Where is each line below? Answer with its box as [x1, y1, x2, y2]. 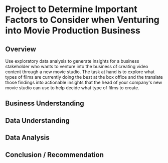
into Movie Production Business [5, 25, 140, 36]
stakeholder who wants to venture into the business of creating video [5, 64, 148, 69]
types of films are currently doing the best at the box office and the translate [5, 74, 163, 80]
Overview [5, 45, 37, 53]
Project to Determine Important [5, 4, 138, 15]
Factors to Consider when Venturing [5, 14, 159, 26]
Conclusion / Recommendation [5, 150, 104, 159]
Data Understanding [5, 116, 70, 125]
